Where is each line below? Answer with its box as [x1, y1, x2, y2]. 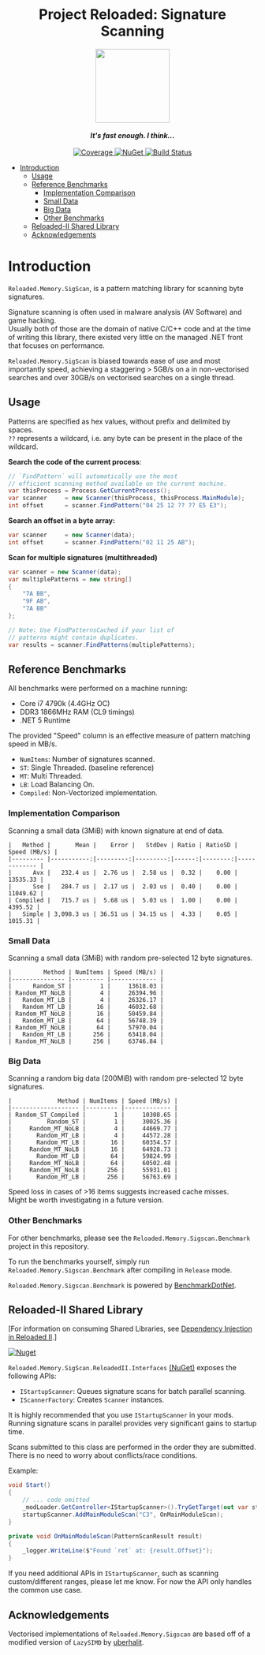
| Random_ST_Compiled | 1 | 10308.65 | [8, 1111, 178, 1119]
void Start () [8, 1481, 51, 1489]
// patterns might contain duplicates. [8, 633, 140, 641]
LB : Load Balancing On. [19, 779, 95, 790]
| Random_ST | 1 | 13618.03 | [8, 982, 164, 990]
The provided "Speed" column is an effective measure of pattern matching [8, 731, 251, 741]
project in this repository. [8, 1241, 89, 1251]
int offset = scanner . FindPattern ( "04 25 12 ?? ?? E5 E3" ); [8, 502, 227, 510]
